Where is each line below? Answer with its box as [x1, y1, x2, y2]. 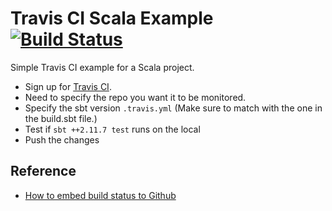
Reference [10, 163, 77, 180]
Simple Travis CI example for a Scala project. [10, 61, 195, 73]
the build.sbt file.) [24, 112, 98, 124]
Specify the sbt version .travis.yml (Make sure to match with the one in [24, 102, 323, 114]
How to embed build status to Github [24, 189, 177, 201]
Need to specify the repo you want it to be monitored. [24, 91, 247, 103]
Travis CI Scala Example [10, 7, 214, 30]
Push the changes [24, 133, 100, 146]
